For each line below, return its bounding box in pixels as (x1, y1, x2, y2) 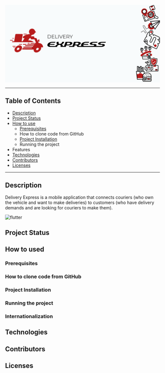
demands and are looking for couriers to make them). (5, 204, 113, 210)
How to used (5, 245, 45, 254)
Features (12, 146, 30, 152)
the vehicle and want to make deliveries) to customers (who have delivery (5, 200, 155, 205)
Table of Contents (5, 97, 61, 105)
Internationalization (5, 313, 53, 320)
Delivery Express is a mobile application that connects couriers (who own (5, 194, 154, 200)
